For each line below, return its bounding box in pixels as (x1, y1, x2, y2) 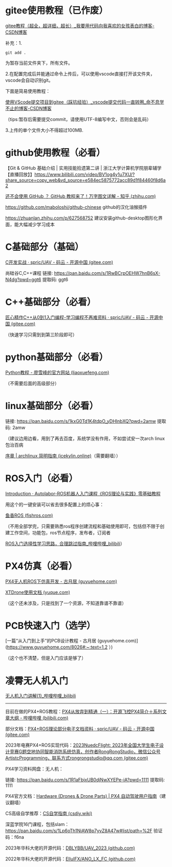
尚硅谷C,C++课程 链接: (5, 270, 53, 276)
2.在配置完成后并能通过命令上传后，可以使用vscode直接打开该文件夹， (5, 70, 155, 77)
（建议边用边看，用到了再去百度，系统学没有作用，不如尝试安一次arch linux (5, 435, 165, 441)
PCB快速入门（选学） (5, 620, 96, 631)
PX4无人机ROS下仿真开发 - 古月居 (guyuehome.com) (5, 578, 118, 584)
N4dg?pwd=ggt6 (5, 276, 41, 283)
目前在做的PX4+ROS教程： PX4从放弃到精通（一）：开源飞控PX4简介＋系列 (5, 709, 162, 715)
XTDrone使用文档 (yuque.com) (5, 589, 71, 595)
